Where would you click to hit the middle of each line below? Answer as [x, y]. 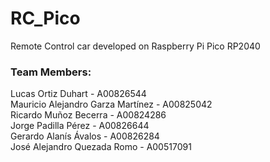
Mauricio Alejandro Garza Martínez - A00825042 [111, 104]
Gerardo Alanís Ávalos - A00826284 [85, 136]
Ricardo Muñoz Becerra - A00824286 [88, 115]
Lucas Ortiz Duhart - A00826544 [78, 94]
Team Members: [51, 72]
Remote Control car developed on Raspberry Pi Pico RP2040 [135, 46]
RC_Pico [45, 18]
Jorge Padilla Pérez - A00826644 [80, 126]
